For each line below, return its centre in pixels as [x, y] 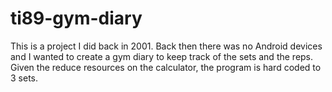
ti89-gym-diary [76, 18]
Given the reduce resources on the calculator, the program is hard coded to [166, 67]
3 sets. [24, 78]
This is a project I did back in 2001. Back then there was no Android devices [166, 46]
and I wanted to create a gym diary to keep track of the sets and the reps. [162, 56]
